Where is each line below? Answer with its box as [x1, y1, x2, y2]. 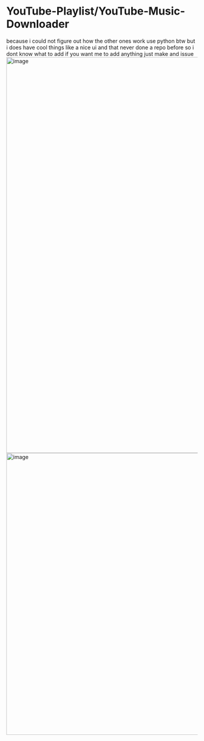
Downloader [6, 17, 70, 31]
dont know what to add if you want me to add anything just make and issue [6, 50, 194, 57]
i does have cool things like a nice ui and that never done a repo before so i [6, 44, 194, 51]
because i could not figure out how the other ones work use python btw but [6, 37, 195, 44]
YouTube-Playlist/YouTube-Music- [6, 4, 185, 18]
